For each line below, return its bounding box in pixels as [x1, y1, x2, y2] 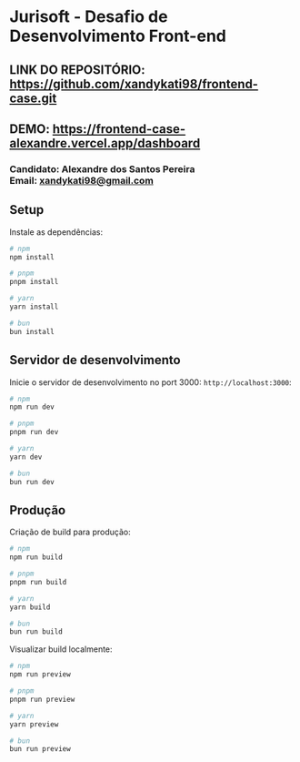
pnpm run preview [9, 695, 75, 704]
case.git [9, 90, 57, 106]
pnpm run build [9, 577, 67, 586]
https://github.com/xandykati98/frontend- [9, 76, 259, 92]
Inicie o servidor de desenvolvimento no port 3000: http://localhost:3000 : [9, 376, 293, 388]
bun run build [9, 627, 64, 636]
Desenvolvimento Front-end [9, 25, 227, 46]
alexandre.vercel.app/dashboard [9, 135, 201, 151]
